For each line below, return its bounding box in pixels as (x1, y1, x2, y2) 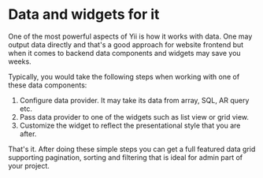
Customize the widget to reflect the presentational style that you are (19, 121, 241, 130)
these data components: (8, 80, 87, 90)
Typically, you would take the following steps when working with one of (8, 72, 240, 81)
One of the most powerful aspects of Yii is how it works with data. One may (8, 32, 253, 41)
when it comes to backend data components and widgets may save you (8, 48, 242, 57)
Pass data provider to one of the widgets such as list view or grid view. (19, 112, 250, 121)
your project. (8, 161, 50, 170)
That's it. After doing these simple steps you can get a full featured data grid (8, 144, 256, 154)
